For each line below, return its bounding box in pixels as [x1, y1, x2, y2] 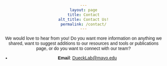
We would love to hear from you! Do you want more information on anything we [5, 36, 162, 41]
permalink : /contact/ [60, 21, 107, 27]
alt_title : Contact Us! [58, 17, 109, 22]
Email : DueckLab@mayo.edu [57, 55, 117, 61]
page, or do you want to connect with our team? [36, 46, 131, 51]
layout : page [70, 7, 97, 13]
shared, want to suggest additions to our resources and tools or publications [8, 41, 159, 46]
